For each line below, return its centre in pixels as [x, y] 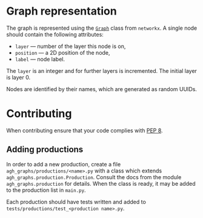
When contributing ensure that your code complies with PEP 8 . [85, 130]
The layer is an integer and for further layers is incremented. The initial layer [101, 70]
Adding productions [45, 150]
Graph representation [62, 11]
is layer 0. [18, 77]
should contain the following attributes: [55, 34]
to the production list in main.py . [46, 190]
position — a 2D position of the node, [62, 52]
